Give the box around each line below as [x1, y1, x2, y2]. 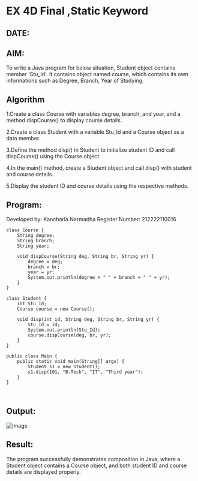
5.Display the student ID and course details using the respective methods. [6, 182, 189, 190]
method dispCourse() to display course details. [6, 117, 122, 124]
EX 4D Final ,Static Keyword [6, 4, 149, 18]
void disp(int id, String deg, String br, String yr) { [17, 317, 160, 323]
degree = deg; [28, 259, 63, 265]
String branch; [17, 238, 55, 244]
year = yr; [28, 269, 55, 275]
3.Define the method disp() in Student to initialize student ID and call [6, 146, 175, 154]
